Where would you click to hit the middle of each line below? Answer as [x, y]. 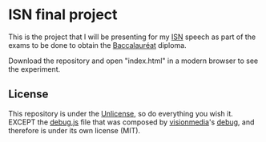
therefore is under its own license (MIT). [75, 130]
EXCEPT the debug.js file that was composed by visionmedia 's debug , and [131, 122]
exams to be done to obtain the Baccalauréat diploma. [97, 45]
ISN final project [63, 15]
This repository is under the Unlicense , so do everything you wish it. [121, 113]
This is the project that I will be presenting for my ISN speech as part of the [132, 37]
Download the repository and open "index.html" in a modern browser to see [133, 61]
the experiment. [34, 69]
